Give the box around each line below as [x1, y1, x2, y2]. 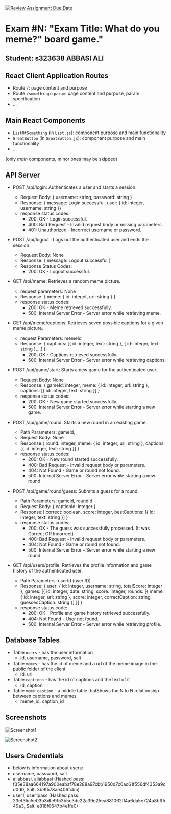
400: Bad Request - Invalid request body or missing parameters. [28, 222, 163, 228]
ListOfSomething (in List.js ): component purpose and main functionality [12, 129, 166, 136]
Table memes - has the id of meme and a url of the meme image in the [12, 660, 157, 666]
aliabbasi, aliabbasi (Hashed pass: [12, 776, 85, 782]
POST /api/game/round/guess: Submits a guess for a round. [12, 488, 139, 494]
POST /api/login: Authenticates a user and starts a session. [12, 184, 137, 190]
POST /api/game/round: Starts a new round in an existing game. [12, 420, 147, 426]
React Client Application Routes [5, 71, 109, 80]
